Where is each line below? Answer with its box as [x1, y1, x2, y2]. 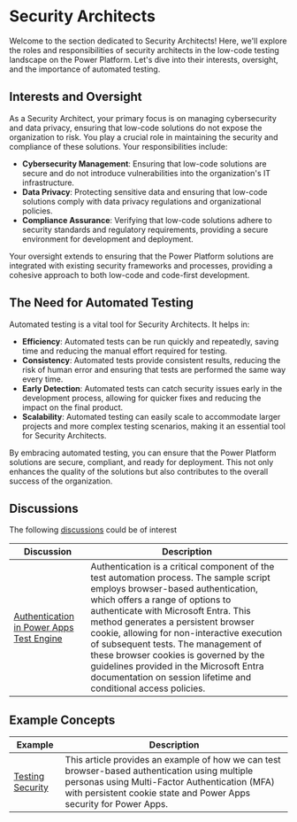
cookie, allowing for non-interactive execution [90, 627, 283, 640]
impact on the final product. [21, 401, 124, 413]
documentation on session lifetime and [90, 671, 252, 684]
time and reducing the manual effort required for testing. [21, 345, 228, 356]
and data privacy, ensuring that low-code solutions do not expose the [9, 122, 263, 133]
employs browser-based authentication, [90, 583, 258, 595]
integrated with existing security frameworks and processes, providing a [9, 260, 273, 271]
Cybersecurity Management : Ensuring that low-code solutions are [21, 158, 267, 169]
